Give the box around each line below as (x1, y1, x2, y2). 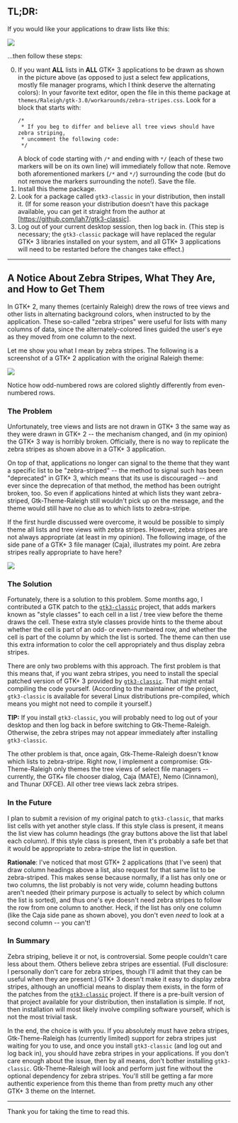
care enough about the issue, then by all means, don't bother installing (7, 1056, 213, 1065)
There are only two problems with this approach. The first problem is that (7, 662, 221, 670)
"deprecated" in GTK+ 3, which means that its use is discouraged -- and (7, 473, 218, 482)
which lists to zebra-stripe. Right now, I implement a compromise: (7, 757, 198, 766)
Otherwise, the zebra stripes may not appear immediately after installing (7, 729, 218, 737)
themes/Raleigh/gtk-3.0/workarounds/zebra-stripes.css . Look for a (17, 95, 216, 104)
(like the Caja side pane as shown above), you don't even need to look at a (7, 910, 225, 919)
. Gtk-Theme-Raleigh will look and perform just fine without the (29, 1064, 213, 1073)
